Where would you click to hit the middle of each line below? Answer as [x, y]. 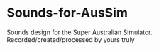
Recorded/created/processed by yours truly [71, 39]
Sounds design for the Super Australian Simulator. [79, 32]
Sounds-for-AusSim [67, 13]
